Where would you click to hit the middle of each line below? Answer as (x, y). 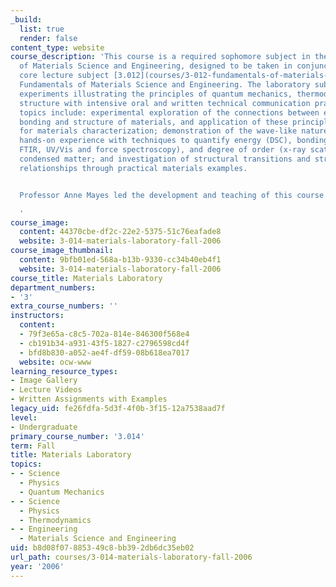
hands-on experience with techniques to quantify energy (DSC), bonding (174, 141)
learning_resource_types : (64, 371)
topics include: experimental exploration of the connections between (169, 112)
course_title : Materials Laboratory (86, 278)
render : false (48, 38)
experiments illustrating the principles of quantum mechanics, (156, 94)
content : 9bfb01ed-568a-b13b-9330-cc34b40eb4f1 (120, 260)
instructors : (37, 316)
